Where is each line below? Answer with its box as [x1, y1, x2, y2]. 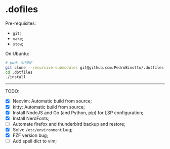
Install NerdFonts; [12, 115, 50, 121]
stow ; [12, 40, 24, 46]
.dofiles [5, 4, 38, 15]
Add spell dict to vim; [12, 138, 57, 144]
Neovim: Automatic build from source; [12, 98, 92, 104]
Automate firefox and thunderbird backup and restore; [12, 121, 125, 127]
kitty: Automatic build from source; [12, 104, 85, 110]
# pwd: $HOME [5, 60, 33, 65]
